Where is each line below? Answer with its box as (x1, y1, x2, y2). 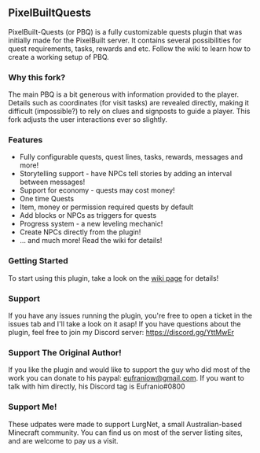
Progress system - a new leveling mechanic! (19, 219, 163, 229)
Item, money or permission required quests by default (19, 202, 194, 212)
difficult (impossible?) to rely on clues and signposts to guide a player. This (8, 106, 251, 116)
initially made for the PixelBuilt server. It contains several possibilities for (8, 35, 242, 45)
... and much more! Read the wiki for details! (19, 236, 163, 245)
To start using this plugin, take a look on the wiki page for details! (8, 273, 219, 282)
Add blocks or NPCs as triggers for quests (19, 211, 157, 220)
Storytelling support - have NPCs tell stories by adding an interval (19, 169, 233, 179)
